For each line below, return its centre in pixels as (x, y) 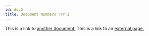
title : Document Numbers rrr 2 (37, 14)
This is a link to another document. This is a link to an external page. (74, 28)
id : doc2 (14, 10)
